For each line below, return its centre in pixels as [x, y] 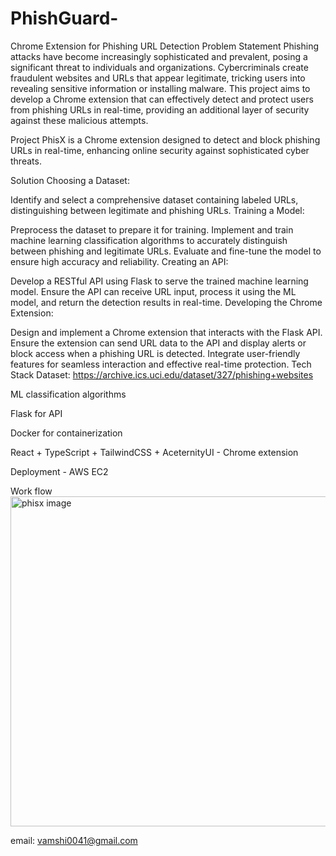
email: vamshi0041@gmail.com [74, 840]
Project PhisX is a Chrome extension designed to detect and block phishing [165, 139]
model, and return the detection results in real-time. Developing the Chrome [166, 302]
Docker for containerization [66, 433]
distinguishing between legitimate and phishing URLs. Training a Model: [157, 210]
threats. [26, 161]
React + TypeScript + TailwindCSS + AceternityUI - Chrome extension [154, 452]
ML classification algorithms [68, 394]
